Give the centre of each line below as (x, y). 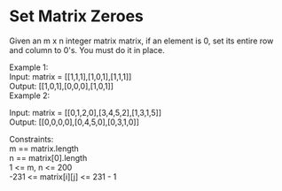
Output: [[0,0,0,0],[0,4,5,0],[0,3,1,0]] (74, 122)
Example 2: (30, 95)
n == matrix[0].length (48, 157)
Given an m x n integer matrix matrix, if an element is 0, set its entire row (141, 41)
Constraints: (31, 139)
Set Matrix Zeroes (77, 16)
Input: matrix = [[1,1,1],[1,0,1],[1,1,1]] (70, 76)
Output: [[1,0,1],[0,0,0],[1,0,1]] (61, 86)
